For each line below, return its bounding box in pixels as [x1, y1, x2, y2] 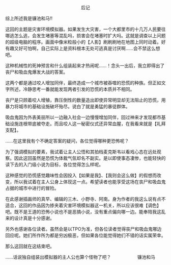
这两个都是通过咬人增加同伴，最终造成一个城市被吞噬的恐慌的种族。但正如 [5, 80, 161, 86]
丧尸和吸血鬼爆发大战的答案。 [5, 69, 68, 75]
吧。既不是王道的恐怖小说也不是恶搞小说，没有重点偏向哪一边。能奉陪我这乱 [5, 209, 166, 214]
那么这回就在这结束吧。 [5, 243, 54, 249]
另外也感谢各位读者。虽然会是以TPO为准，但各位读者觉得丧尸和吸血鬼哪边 [5, 226, 162, 232]
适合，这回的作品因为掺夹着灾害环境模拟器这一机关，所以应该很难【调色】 [5, 202, 161, 208]
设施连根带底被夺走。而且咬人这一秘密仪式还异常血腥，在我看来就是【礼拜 [9, 121, 166, 127]
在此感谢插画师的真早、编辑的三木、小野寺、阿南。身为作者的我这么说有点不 [5, 196, 166, 202]
